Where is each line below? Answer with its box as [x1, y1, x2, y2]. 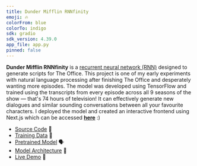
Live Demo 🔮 [14, 153, 46, 160]
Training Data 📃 [14, 132, 53, 139]
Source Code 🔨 [14, 125, 52, 132]
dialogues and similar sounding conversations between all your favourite [6, 101, 183, 108]
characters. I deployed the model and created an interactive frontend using [6, 107, 190, 114]
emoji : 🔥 [6, 14, 28, 20]
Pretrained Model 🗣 [14, 138, 65, 145]
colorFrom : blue [6, 20, 46, 25]
